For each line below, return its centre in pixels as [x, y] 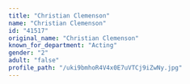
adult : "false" [34, 61]
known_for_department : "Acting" [63, 46]
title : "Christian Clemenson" [59, 16]
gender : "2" [28, 53]
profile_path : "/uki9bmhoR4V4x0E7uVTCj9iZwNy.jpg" [95, 68]
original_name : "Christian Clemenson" [74, 38]
